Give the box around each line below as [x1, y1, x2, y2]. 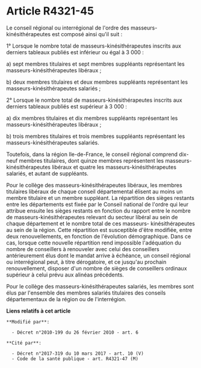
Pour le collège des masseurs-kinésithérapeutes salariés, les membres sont [6, 282, 194, 290]
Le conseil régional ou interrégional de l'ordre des [6, 24, 129, 31]
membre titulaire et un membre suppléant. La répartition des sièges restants [6, 194, 194, 201]
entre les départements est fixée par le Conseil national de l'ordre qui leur [6, 201, 188, 208]
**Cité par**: [6, 340, 42, 346]
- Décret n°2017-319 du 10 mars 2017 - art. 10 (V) [11, 351, 144, 357]
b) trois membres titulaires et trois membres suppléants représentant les [6, 133, 185, 140]
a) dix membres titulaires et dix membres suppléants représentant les [6, 114, 178, 122]
